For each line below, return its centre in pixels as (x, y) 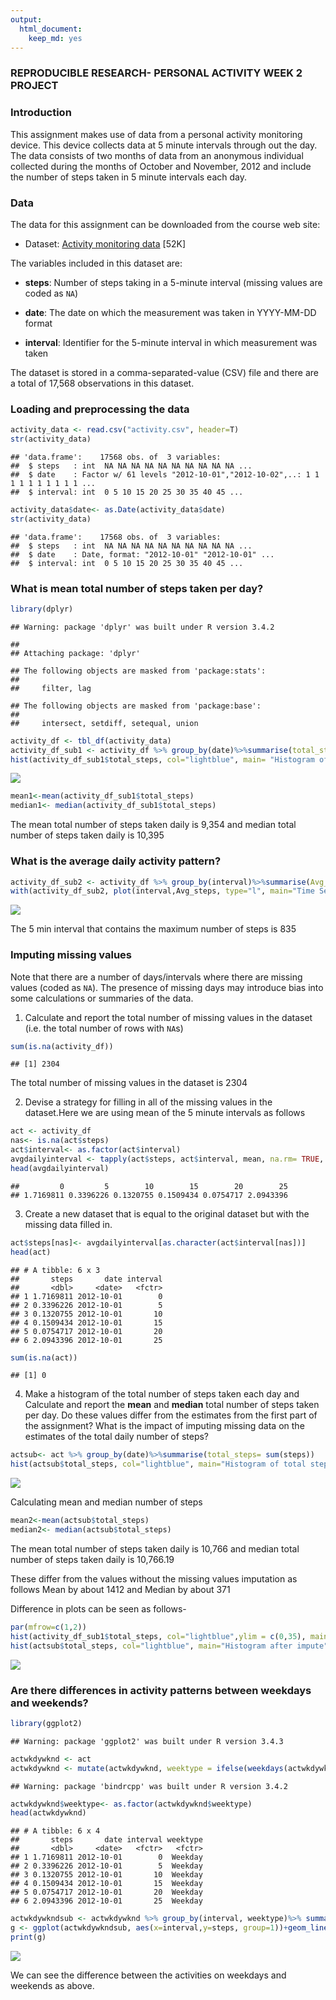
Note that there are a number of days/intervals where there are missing (156, 977)
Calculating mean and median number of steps (106, 1502)
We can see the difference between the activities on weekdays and (148, 1975)
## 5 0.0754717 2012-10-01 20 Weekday (106, 1892)
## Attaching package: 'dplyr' (75, 653)
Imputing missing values (71, 955)
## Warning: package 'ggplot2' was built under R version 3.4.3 (147, 1741)
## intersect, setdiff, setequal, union (104, 723)
